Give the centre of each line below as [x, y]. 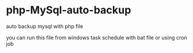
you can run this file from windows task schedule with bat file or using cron [96, 37]
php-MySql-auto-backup [69, 10]
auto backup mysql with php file [45, 26]
